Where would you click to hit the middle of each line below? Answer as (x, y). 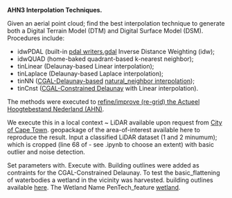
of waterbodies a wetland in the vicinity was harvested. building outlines (110, 180)
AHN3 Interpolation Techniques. (55, 10)
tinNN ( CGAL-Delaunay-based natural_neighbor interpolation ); (106, 81)
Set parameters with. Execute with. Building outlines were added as (103, 165)
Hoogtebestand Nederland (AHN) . (56, 109)
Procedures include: (36, 38)
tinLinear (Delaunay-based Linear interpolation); (86, 66)
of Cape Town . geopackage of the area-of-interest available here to (104, 130)
